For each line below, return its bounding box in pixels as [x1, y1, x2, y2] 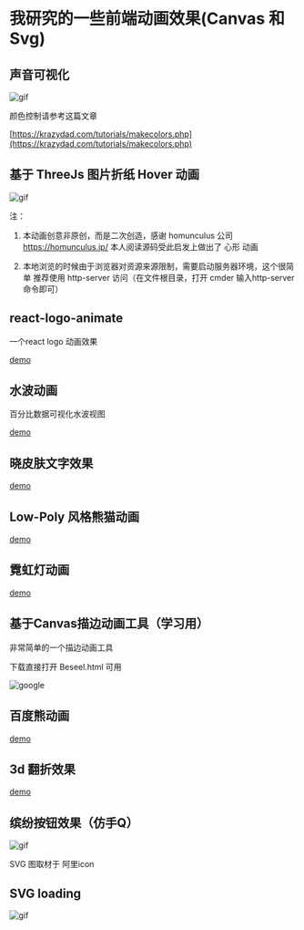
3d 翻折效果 [9, 761, 76, 777]
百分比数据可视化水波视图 [9, 408, 106, 419]
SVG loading [9, 885, 82, 901]
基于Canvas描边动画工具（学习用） [9, 616, 209, 632]
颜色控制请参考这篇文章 [9, 110, 97, 121]
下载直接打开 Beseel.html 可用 [9, 661, 122, 672]
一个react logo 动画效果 [9, 336, 98, 346]
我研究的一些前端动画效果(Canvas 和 [9, 8, 285, 29]
